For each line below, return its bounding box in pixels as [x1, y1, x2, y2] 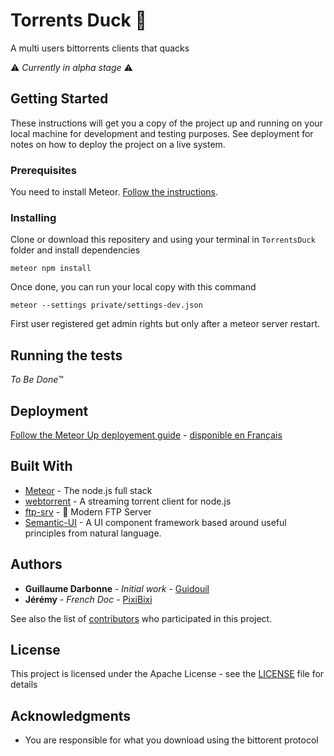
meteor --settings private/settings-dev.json [10, 300, 203, 311]
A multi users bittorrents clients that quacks [10, 42, 190, 54]
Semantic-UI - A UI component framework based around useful [24, 516, 287, 528]
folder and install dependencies [10, 244, 141, 256]
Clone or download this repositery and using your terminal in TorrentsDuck [10, 234, 316, 246]
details [10, 679, 38, 691]
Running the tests [10, 347, 123, 364]
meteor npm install [10, 264, 92, 274]
